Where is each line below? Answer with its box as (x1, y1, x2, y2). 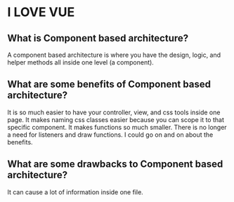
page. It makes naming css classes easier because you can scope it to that (7, 115, 225, 123)
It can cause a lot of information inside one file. (7, 187, 144, 196)
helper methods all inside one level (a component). (7, 58, 155, 67)
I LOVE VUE (7, 4, 75, 20)
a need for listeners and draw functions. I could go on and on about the (7, 130, 214, 139)
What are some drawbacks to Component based (7, 159, 223, 170)
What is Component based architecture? (7, 32, 189, 44)
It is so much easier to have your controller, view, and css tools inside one (7, 108, 221, 116)
